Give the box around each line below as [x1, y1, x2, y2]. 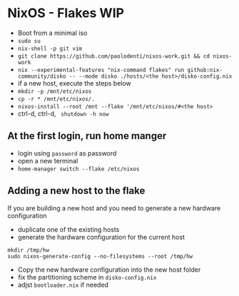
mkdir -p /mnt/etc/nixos [17, 88, 92, 95]
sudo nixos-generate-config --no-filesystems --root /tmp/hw [7, 252, 193, 260]
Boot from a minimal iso [17, 29, 88, 37]
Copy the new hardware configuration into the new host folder [17, 265, 201, 274]
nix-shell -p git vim [17, 45, 82, 52]
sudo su [17, 37, 41, 44]
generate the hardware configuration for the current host [17, 233, 185, 241]
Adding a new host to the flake [7, 185, 146, 197]
